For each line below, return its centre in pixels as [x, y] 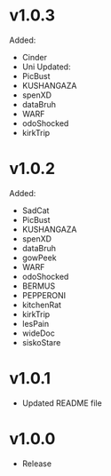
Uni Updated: [46, 67]
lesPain [36, 323]
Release [36, 464]
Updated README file [62, 403]
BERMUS [39, 286]
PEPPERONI [44, 295]
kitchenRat [42, 305]
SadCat [36, 210]
